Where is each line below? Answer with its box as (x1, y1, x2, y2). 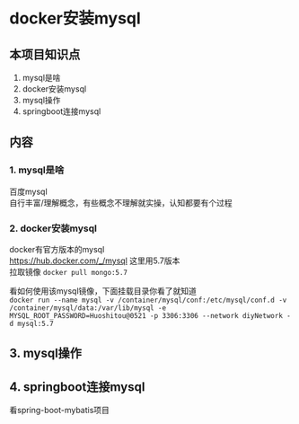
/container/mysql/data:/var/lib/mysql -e (9, 303, 167, 313)
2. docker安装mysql (9, 222, 97, 234)
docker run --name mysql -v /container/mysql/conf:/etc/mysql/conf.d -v (9, 296, 287, 305)
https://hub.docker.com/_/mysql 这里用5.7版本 (9, 255, 180, 266)
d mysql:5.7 (9, 319, 54, 328)
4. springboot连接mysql (9, 379, 145, 394)
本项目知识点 (9, 47, 81, 62)
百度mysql (9, 186, 48, 197)
